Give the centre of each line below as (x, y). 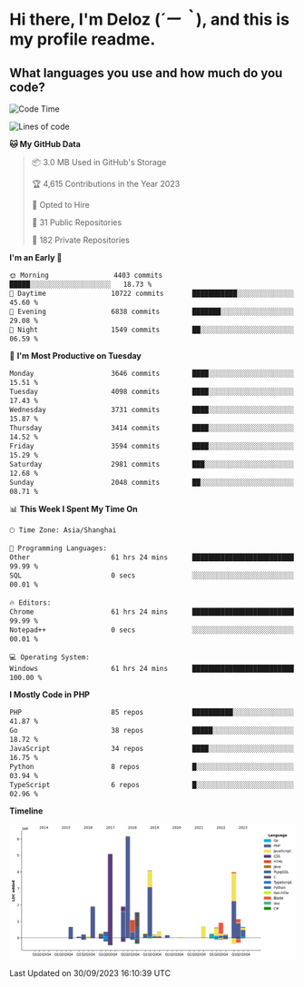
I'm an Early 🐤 (36, 257)
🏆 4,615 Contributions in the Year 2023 (106, 184)
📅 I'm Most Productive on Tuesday (76, 355)
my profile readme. (83, 39)
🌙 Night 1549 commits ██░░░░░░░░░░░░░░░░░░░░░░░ (152, 330)
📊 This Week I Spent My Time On (74, 509)
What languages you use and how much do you (146, 73)
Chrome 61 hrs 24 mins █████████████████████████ (152, 612)
